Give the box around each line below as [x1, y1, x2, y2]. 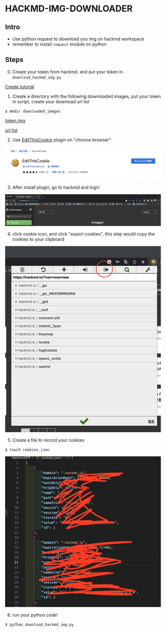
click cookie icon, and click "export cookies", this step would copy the [12, 231, 155, 237]
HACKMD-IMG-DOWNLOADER [5, 3, 133, 14]
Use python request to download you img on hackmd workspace [12, 36, 144, 42]
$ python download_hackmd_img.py [5, 622, 74, 628]
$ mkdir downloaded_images [5, 109, 61, 114]
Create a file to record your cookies [12, 437, 85, 443]
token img [5, 117, 26, 123]
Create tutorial [5, 83, 35, 89]
